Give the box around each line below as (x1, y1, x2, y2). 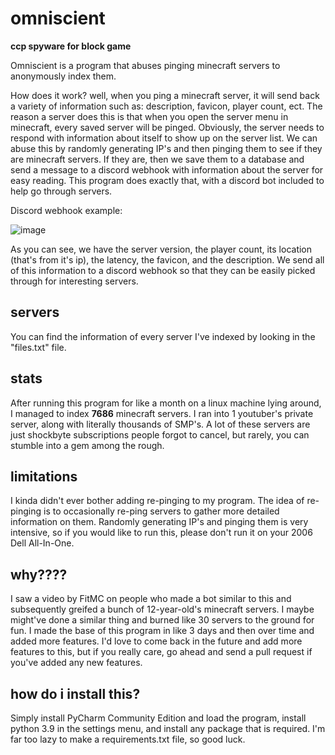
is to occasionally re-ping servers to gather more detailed (43, 505, 280, 517)
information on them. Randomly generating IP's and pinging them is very (10, 516, 309, 528)
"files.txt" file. (10, 341, 67, 353)
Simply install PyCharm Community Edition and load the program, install (10, 712, 307, 724)
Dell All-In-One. (10, 537, 75, 549)
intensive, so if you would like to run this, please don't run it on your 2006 (10, 527, 313, 539)
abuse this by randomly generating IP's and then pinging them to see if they (10, 142, 323, 154)
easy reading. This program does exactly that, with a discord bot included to (10, 174, 325, 186)
